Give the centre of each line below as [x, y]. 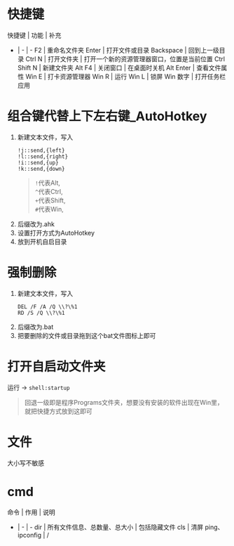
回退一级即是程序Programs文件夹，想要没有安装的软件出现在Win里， [124, 402]
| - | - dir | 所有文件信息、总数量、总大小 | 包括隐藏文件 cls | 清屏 [110, 527]
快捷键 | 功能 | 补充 [34, 35]
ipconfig [29, 535]
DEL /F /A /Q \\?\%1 [47, 306]
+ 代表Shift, [50, 200]
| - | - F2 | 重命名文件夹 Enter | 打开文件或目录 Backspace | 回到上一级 [118, 50]
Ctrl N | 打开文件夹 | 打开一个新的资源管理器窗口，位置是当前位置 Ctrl [125, 59]
